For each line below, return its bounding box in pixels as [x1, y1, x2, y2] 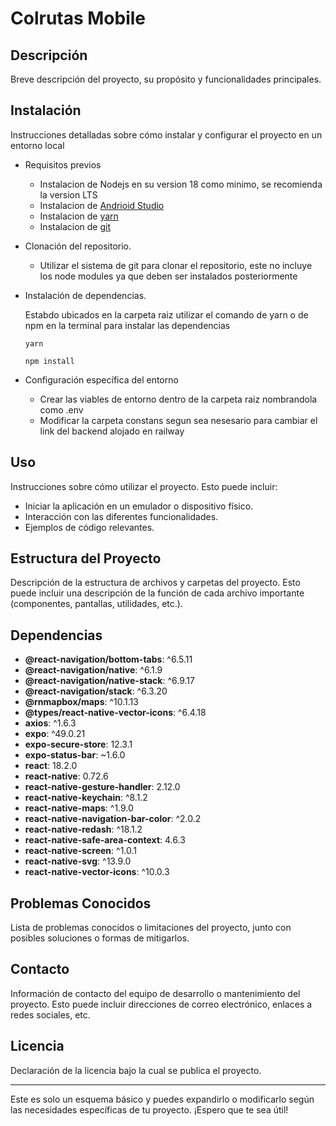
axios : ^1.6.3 [24, 717, 77, 729]
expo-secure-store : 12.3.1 [24, 738, 133, 751]
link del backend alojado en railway [39, 425, 185, 437]
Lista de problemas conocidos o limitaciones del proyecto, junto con [10, 922, 292, 934]
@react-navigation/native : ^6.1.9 [24, 664, 163, 676]
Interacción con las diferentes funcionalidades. [24, 510, 219, 522]
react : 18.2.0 [24, 760, 78, 772]
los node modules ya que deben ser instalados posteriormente [39, 270, 298, 282]
